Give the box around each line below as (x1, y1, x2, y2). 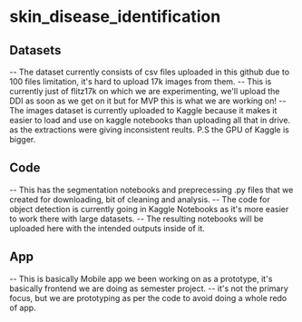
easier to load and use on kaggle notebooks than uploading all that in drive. (9, 115, 291, 125)
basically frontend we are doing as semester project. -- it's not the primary (9, 283, 288, 294)
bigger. (9, 134, 36, 144)
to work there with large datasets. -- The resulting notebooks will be (9, 213, 264, 224)
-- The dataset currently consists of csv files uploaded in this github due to (9, 66, 290, 77)
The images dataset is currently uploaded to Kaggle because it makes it (9, 105, 278, 115)
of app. (9, 302, 36, 313)
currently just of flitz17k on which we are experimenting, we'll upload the (9, 86, 280, 96)
